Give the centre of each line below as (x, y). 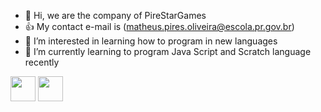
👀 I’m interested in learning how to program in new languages (151, 41)
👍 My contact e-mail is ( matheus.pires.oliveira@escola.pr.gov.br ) (159, 26)
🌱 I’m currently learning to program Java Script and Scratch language (168, 51)
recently (42, 62)
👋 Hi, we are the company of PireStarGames (115, 15)
